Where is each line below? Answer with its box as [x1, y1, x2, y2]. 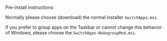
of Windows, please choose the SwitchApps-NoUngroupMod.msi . [5, 30, 137, 35]
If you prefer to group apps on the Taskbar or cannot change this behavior [5, 24, 162, 30]
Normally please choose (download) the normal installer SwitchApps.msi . [5, 14, 158, 20]
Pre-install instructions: [5, 5, 55, 10]
